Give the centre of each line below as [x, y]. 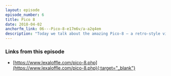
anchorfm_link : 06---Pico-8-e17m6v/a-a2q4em [53, 29]
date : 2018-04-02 [24, 24]
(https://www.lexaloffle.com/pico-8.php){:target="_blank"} [74, 68]
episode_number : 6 [25, 15]
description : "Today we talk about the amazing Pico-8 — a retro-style [83, 34]
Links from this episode [35, 52]
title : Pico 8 [20, 19]
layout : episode [22, 10]
